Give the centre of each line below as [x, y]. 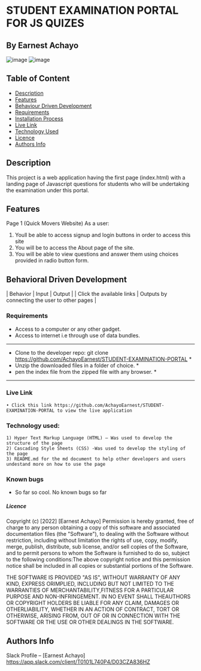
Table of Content [38, 79]
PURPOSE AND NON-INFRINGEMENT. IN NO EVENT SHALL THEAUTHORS [98, 597]
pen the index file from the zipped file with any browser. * [86, 372]
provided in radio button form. [52, 260]
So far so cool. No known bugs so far [61, 492]
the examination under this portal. [48, 190]
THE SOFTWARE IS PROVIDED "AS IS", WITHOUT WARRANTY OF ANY [93, 577]
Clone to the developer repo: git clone [62, 352]
